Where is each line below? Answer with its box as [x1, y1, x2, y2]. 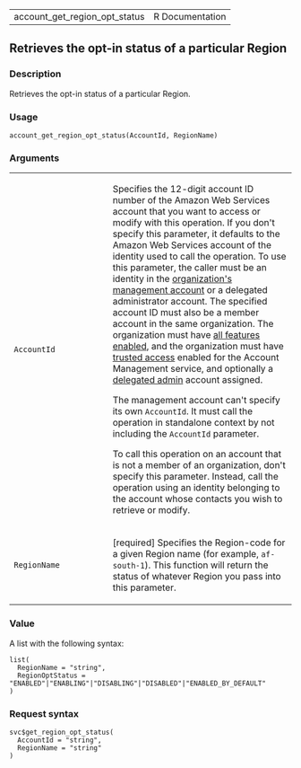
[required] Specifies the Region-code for [112, 536, 286, 549]
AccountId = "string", [17, 736, 102, 745]
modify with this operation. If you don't [112, 216, 276, 229]
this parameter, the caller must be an [112, 261, 267, 274]
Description [9, 67, 62, 80]
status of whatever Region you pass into [112, 570, 281, 583]
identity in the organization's [112, 273, 233, 286]
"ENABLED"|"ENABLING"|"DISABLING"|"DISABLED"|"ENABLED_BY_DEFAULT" [9, 678, 267, 688]
